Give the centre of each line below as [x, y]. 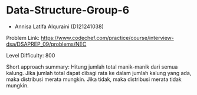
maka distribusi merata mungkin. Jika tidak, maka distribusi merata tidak [94, 79]
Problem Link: [23, 38]
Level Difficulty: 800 [31, 55]
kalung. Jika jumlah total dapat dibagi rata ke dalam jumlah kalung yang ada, [99, 73]
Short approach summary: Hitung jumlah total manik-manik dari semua [92, 67]
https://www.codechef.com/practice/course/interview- [107, 38]
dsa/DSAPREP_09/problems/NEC [46, 44]
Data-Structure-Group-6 [68, 10]
